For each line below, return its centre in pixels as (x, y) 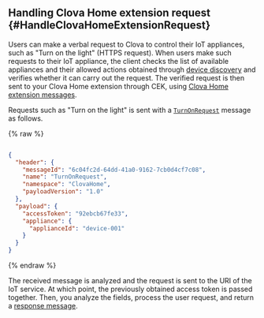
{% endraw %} (32, 266)
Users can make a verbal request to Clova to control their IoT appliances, (126, 44)
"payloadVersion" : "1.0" (63, 192)
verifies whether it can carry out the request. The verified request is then (126, 77)
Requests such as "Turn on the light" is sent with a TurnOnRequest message (130, 110)
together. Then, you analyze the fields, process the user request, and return (131, 297)
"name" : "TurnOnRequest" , (65, 177)
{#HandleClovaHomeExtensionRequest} (110, 26)
